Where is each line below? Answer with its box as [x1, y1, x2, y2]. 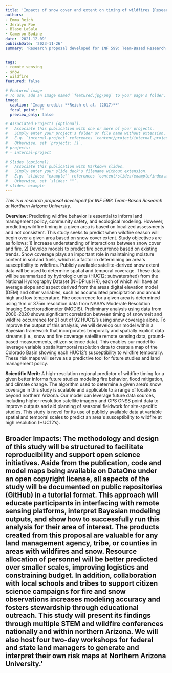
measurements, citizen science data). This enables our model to [19, 338, 155, 345]
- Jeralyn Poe [5, 22, 36, 27]
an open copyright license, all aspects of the [5, 474, 150, 484]
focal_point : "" [10, 107, 45, 112]
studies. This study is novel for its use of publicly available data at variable [5, 409, 162, 415]
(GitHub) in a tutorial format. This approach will [5, 491, 159, 500]
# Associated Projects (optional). [5, 121, 81, 127]
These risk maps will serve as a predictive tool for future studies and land [5, 355, 160, 361]
